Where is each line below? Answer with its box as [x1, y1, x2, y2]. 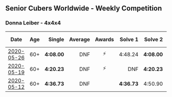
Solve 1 [119, 36, 139, 43]
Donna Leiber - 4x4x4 [5, 19, 61, 27]
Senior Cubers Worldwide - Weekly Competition [5, 4, 162, 13]
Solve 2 [144, 36, 163, 43]
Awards [95, 36, 114, 43]
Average [69, 36, 91, 43]
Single [48, 36, 64, 43]
